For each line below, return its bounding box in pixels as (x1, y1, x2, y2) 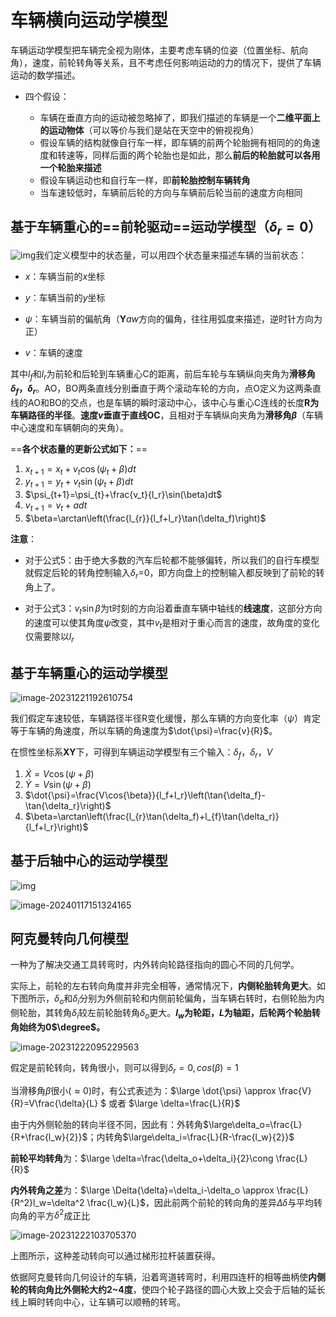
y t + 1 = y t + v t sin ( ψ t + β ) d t (24, 476, 134, 490)
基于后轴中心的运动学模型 (10, 852, 168, 870)
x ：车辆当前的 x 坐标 (24, 270, 106, 282)
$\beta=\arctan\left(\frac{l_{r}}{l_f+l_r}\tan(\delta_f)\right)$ (24, 512, 267, 524)
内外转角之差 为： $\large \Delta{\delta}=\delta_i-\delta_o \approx (10, 1184, 275, 1196)
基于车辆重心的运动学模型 (10, 664, 168, 681)
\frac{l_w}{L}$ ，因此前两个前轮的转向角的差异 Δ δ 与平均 (86, 1196, 315, 1208)
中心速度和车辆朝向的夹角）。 (10, 421, 129, 433)
